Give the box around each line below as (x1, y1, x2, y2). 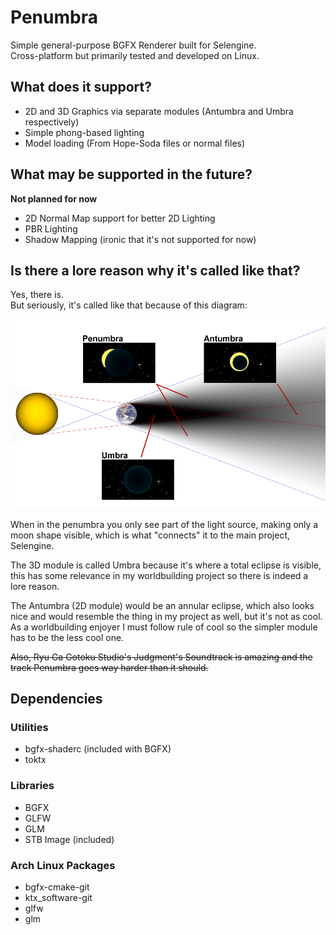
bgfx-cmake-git (24, 881, 90, 893)
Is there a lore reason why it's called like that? (10, 262, 301, 279)
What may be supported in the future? (10, 166, 253, 183)
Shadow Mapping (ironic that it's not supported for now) (24, 233, 257, 245)
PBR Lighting (24, 222, 78, 235)
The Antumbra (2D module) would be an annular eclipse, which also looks (10, 599, 315, 611)
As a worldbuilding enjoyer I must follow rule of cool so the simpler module (10, 621, 318, 633)
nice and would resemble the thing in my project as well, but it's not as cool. (10, 610, 323, 622)
